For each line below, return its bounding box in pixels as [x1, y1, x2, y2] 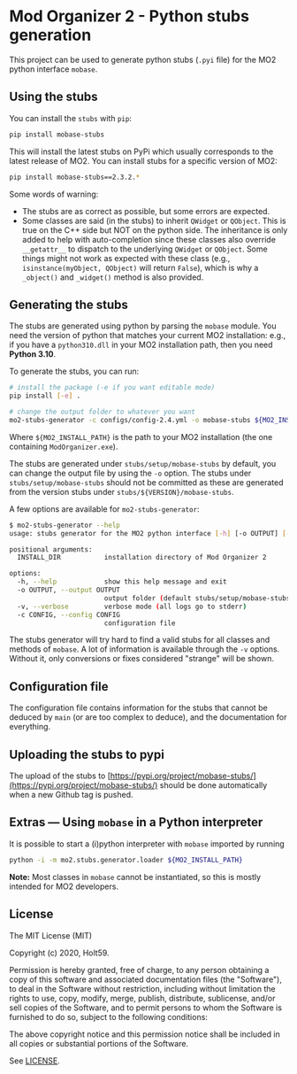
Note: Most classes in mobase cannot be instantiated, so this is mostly [9, 871, 262, 882]
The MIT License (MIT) [9, 930, 93, 940]
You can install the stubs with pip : [9, 112, 133, 123]
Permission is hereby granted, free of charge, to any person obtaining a [9, 964, 270, 975]
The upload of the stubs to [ [9, 770, 111, 781]
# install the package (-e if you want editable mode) [9, 383, 216, 392]
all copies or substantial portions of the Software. [9, 1038, 188, 1048]
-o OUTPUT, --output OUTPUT [17, 586, 121, 595]
